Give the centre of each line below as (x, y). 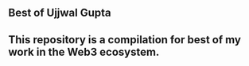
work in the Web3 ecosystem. (84, 51)
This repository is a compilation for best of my (124, 40)
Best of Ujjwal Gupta (60, 13)
